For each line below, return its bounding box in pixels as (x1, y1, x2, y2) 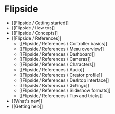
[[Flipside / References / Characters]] (19, 61, 95, 67)
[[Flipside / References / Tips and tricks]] (19, 92, 103, 99)
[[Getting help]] (11, 103, 43, 109)
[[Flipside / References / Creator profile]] (19, 72, 102, 78)
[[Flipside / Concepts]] (11, 30, 58, 36)
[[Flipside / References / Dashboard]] (19, 51, 95, 57)
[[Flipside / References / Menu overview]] (19, 46, 104, 52)
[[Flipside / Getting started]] (11, 20, 69, 26)
